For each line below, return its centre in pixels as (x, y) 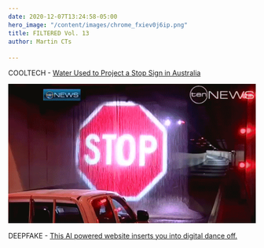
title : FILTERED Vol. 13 (49, 33)
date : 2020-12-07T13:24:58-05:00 (63, 16)
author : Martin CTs (40, 42)
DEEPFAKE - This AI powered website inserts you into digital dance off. (123, 235)
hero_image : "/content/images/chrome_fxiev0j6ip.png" (98, 25)
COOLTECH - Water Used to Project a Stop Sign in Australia (104, 73)
